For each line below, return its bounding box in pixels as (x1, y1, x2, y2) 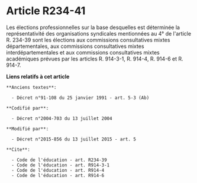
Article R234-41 (6, 4, 86, 18)
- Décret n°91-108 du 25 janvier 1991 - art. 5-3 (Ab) (11, 95, 150, 101)
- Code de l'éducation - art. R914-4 (11, 167, 105, 173)
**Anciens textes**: (6, 84, 57, 90)
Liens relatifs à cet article (6, 73, 70, 80)
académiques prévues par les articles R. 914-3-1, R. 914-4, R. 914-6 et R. (6, 55, 183, 62)
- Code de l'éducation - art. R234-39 (11, 157, 108, 163)
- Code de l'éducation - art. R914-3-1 (11, 162, 110, 168)
